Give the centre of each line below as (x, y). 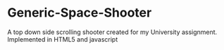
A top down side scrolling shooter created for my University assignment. (112, 32)
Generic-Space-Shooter (80, 13)
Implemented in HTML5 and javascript (63, 39)
